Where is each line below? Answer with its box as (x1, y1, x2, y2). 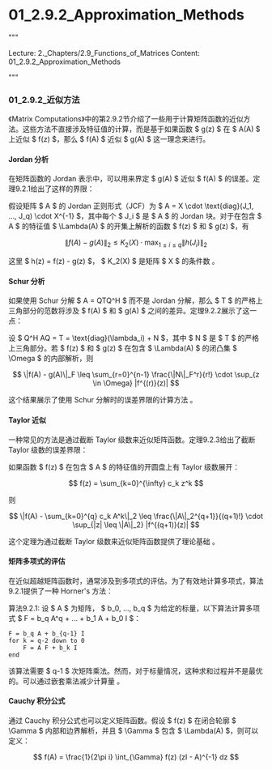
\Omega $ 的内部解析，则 (8, 354, 94, 364)
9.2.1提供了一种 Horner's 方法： (8, 585, 113, 596)
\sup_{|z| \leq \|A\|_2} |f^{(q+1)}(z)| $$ (72, 520, 200, 530)
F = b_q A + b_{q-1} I (8, 629, 85, 637)
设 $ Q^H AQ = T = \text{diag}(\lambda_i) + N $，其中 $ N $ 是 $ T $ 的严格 (8, 334, 260, 343)
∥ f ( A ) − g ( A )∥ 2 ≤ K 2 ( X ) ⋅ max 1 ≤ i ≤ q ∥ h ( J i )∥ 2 (64, 237, 208, 249)
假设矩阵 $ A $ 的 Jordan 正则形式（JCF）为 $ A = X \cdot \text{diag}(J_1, (8, 201, 254, 211)
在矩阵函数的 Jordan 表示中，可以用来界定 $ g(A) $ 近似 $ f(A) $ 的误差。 (8, 174, 253, 184)
